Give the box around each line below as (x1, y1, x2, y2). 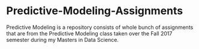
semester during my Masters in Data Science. (6, 36, 119, 43)
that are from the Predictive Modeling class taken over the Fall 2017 (6, 30, 173, 37)
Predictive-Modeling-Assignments (6, 4, 183, 18)
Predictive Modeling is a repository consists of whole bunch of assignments (6, 24, 194, 31)
